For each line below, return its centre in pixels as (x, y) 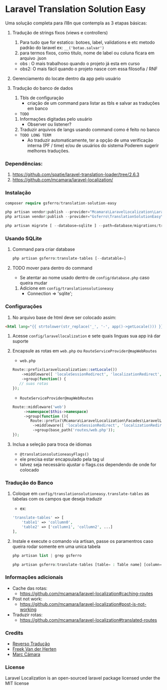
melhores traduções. (48, 151)
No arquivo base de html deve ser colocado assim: (64, 317)
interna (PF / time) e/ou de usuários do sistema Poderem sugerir (93, 145)
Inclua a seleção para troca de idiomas (52, 444)
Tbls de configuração (42, 98)
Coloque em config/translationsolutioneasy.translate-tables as (81, 494)
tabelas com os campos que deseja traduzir (57, 499)
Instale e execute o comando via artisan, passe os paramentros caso (83, 541)
